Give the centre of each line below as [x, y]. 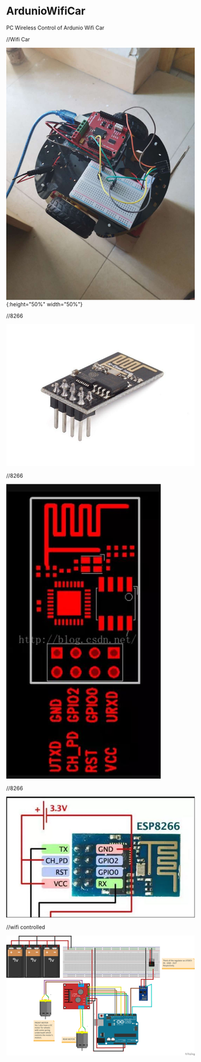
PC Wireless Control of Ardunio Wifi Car [55, 28]
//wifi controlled [26, 927]
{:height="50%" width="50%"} [45, 304]
